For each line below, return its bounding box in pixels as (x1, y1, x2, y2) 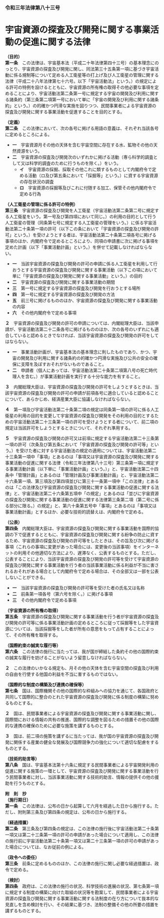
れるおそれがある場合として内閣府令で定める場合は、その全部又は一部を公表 (5, 568, 159, 574)
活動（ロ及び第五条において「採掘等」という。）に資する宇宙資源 (28, 173, 159, 178)
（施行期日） (5, 796, 31, 802)
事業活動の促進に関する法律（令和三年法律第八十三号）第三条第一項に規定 (5, 460, 155, 466)
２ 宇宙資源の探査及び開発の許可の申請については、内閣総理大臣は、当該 (5, 320, 155, 326)
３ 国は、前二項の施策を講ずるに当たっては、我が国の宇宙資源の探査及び (5, 733, 155, 739)
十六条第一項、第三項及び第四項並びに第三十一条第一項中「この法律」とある (5, 478, 159, 484)
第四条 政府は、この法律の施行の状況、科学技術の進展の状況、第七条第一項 (5, 883, 159, 889)
